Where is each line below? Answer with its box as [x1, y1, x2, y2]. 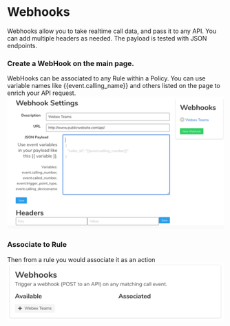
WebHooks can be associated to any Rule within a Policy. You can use [7, 74, 206, 83]
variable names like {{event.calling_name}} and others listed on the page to [7, 82, 220, 90]
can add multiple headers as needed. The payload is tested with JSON [7, 34, 207, 42]
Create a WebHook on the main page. [7, 58, 134, 68]
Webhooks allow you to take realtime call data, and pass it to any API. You [7, 27, 217, 35]
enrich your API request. [7, 89, 76, 97]
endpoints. [7, 41, 38, 50]
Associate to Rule [7, 240, 67, 250]
